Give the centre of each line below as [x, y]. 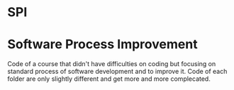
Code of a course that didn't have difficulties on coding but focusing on [112, 64]
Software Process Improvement [102, 45]
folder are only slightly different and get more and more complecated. [109, 79]
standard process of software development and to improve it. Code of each [117, 72]
